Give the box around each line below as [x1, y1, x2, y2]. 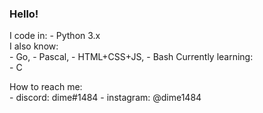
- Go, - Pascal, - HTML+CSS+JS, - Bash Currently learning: [9, 51, 254, 63]
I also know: [9, 40, 59, 52]
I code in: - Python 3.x [9, 30, 101, 42]
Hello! [9, 7, 39, 21]
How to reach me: [9, 81, 83, 93]
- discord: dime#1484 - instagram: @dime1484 [9, 92, 202, 104]
